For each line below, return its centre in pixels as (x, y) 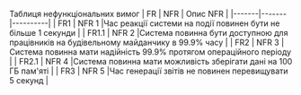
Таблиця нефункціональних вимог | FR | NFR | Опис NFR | (119, 14)
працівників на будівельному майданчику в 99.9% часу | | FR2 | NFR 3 (145, 42)
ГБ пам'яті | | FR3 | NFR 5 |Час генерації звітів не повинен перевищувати (149, 71)
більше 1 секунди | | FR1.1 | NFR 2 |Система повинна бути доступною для (149, 33)
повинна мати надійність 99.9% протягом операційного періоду (168, 52)
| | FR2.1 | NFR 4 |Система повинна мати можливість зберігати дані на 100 (151, 61)
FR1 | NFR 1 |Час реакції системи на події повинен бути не (169, 23)
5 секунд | (29, 80)
